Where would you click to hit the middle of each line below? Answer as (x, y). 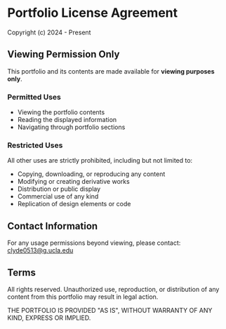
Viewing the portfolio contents (61, 112)
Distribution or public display (59, 189)
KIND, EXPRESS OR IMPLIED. (49, 318)
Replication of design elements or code (74, 204)
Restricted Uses (35, 145)
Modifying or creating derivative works (73, 182)
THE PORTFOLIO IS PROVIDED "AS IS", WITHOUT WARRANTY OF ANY (110, 310)
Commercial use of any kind (58, 196)
